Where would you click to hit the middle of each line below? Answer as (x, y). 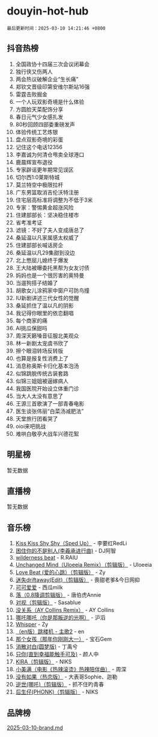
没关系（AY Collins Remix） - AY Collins (65, 610)
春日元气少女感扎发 (39, 116)
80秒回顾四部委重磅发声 (45, 124)
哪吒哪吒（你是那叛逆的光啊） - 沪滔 (60, 617)
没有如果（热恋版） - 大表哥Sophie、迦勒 (66, 677)
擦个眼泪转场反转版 (39, 351)
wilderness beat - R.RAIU (47, 558)
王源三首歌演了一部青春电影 (50, 403)
